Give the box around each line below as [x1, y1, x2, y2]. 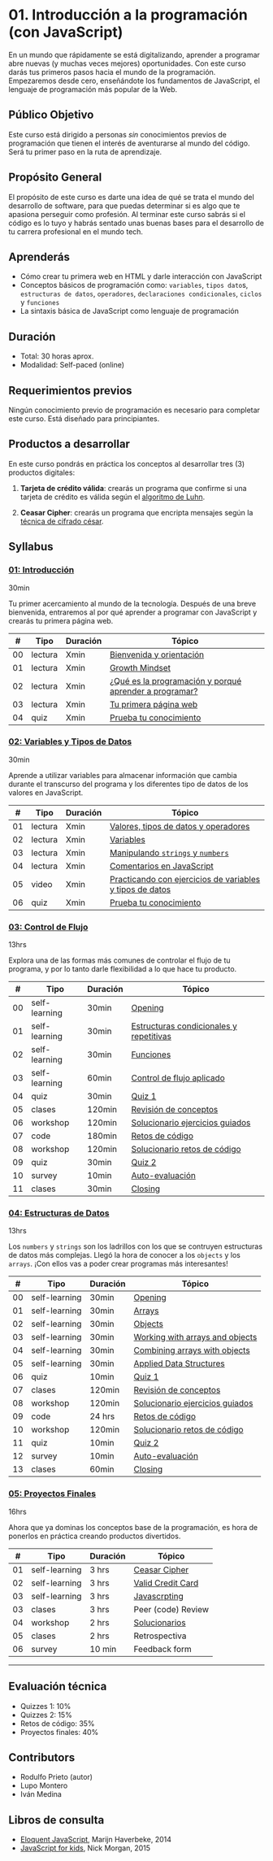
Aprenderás [8, 250, 71, 263]
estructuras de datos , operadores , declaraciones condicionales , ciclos [19, 289, 262, 298]
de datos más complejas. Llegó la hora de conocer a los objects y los [8, 1250, 241, 1260]
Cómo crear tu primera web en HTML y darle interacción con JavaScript [19, 272, 262, 281]
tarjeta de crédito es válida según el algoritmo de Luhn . [19, 492, 206, 502]
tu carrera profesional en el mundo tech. [8, 226, 144, 237]
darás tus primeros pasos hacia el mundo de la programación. [8, 67, 216, 76]
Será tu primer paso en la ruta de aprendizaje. [8, 146, 162, 156]
